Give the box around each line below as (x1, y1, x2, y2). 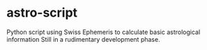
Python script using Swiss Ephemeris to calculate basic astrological (6, 28, 201, 36)
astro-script (6, 5, 78, 21)
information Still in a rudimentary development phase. (6, 35, 161, 43)
